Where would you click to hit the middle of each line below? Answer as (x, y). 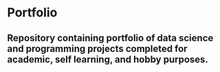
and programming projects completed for (97, 48)
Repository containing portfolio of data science (110, 38)
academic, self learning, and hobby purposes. (108, 59)
